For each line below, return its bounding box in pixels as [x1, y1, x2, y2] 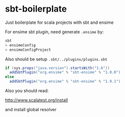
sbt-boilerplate [5, 3, 67, 15]
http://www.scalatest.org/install [5, 97, 68, 103]
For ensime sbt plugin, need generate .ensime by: [5, 29, 104, 34]
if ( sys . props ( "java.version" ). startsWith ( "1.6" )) [5, 66, 110, 70]
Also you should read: [5, 88, 49, 94]
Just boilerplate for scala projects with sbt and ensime [5, 19, 114, 25]
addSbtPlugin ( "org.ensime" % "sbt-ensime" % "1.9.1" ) [9, 79, 121, 84]
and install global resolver [5, 107, 57, 113]
